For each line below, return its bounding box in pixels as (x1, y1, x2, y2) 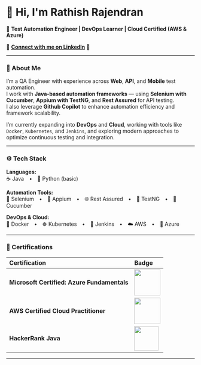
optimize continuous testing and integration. (6, 134, 115, 141)
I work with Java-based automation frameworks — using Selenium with (6, 90, 187, 98)
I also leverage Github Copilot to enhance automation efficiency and (6, 103, 175, 110)
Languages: (6, 168, 37, 175)
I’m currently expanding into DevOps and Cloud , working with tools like (6, 121, 182, 128)
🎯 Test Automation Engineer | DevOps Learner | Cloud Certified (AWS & (6, 25, 187, 32)
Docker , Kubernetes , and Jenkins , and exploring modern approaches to (6, 127, 179, 134)
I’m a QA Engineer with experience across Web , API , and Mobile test (6, 77, 176, 85)
